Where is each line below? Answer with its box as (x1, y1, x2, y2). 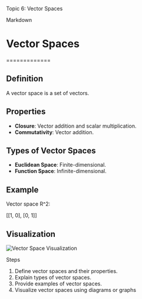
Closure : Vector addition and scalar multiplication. (14, 122, 137, 129)
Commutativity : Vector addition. (14, 128, 94, 135)
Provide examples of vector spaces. (14, 280, 102, 287)
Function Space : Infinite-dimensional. (14, 168, 107, 175)
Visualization (6, 229, 56, 239)
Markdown (6, 17, 32, 23)
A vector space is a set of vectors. (6, 89, 90, 96)
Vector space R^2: (6, 200, 51, 207)
